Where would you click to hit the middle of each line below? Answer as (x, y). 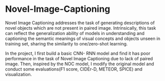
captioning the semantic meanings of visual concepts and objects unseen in (83, 39)
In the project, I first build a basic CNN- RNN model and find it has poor (78, 53)
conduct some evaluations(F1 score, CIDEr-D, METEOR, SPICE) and (74, 69)
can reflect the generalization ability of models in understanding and (75, 33)
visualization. (19, 74)
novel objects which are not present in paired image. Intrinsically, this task (81, 28)
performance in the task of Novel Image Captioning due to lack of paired (79, 58)
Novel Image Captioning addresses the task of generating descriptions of (80, 23)
